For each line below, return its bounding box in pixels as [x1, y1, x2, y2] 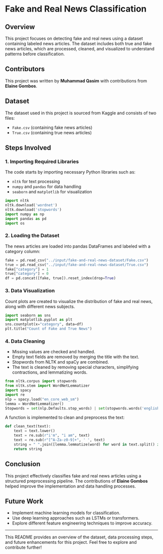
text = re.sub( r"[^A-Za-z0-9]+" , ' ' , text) [14, 438, 105, 443]
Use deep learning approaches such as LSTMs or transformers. [12, 515, 140, 521]
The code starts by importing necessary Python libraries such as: [5, 169, 136, 175]
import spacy [5, 388, 32, 393]
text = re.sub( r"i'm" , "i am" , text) [14, 433, 90, 438]
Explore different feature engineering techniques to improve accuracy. [12, 520, 153, 526]
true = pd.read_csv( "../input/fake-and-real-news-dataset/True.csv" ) [5, 262, 149, 267]
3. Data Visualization [5, 287, 55, 294]
